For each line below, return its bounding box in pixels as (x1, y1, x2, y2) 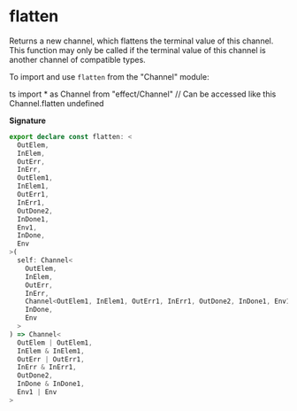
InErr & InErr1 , (17, 363, 77, 372)
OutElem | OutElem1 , (17, 338, 93, 347)
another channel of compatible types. (9, 54, 146, 65)
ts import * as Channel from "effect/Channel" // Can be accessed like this (9, 89, 277, 99)
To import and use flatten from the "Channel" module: (9, 71, 209, 81)
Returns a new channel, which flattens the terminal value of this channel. (9, 35, 274, 46)
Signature (9, 115, 47, 126)
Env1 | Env (17, 388, 57, 397)
